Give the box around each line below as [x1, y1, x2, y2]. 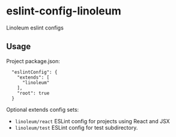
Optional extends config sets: [6, 106, 79, 113]
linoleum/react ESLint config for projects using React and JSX [14, 117, 170, 124]
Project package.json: [6, 57, 60, 64]
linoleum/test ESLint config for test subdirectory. [14, 124, 138, 131]
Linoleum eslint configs [6, 24, 64, 31]
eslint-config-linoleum [6, 4, 121, 18]
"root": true [17, 90, 50, 96]
